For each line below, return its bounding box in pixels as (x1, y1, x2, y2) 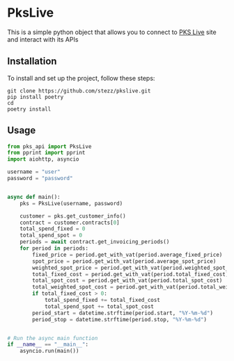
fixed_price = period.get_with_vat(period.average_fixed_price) (32, 251, 223, 258)
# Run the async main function (7, 335, 98, 342)
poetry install (7, 106, 52, 113)
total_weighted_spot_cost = (32, 284, 114, 291)
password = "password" (7, 175, 73, 182)
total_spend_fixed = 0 (19, 225, 86, 232)
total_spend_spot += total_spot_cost (44, 303, 155, 310)
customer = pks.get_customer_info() (19, 212, 127, 220)
